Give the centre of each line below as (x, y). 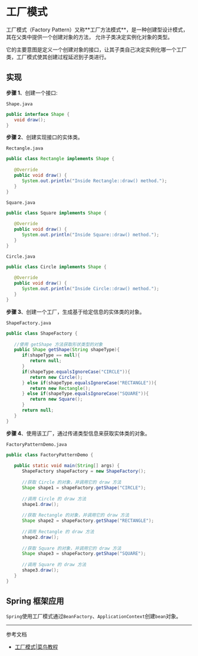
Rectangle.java (25, 148)
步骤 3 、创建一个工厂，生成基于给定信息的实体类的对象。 (76, 311)
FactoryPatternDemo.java (37, 444)
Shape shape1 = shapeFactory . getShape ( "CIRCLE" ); (84, 488)
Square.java (21, 202)
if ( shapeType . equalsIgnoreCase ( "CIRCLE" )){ (76, 372)
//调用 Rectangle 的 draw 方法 (58, 532)
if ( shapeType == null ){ (51, 355)
